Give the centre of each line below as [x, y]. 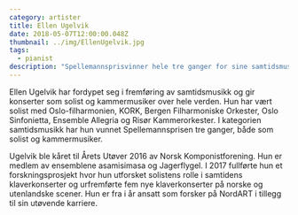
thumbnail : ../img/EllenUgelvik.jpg [77, 42]
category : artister [45, 17]
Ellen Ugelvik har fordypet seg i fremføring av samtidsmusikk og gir [132, 92]
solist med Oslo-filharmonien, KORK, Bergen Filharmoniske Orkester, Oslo [144, 111]
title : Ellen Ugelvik [49, 26]
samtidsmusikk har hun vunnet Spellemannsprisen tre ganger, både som [141, 129]
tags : [19, 50]
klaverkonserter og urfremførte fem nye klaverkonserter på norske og [136, 184]
